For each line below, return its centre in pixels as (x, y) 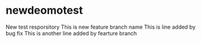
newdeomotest (44, 10)
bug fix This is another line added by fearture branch (71, 33)
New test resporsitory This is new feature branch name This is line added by (101, 27)
